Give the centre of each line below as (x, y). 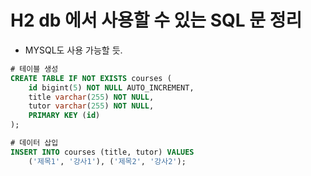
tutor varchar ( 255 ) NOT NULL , (91, 106)
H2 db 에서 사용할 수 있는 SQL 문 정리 (156, 20)
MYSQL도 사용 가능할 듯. (73, 50)
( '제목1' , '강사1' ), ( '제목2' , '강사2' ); (107, 161)
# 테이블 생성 (34, 69)
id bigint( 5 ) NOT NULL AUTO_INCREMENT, (111, 87)
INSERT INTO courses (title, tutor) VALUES (102, 152)
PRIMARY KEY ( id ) (64, 116)
